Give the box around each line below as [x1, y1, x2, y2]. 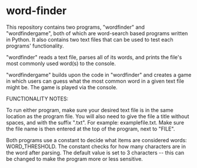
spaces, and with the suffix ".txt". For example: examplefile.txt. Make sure [6, 119, 184, 126]
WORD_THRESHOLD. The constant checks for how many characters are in [6, 143, 186, 150]
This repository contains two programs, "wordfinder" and [6, 23, 145, 31]
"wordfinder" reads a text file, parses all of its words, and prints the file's [6, 53, 182, 61]
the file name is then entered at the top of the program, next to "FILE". [6, 125, 175, 132]
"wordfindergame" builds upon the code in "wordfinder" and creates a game [6, 71, 192, 78]
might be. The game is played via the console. [6, 83, 118, 90]
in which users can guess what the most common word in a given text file [6, 78, 184, 85]
